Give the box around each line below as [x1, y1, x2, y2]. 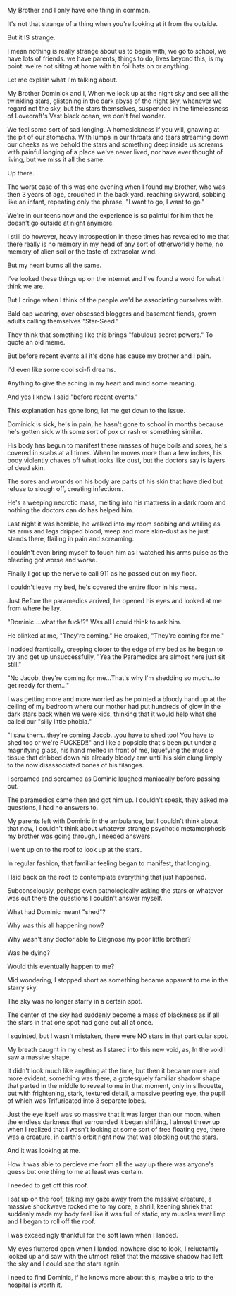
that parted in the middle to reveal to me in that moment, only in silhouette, [7, 1082, 223, 1090]
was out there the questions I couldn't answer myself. [7, 894, 163, 902]
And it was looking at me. [7, 1147, 81, 1154]
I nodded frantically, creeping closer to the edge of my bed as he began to [7, 645, 223, 653]
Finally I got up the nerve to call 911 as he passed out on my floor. [7, 569, 197, 577]
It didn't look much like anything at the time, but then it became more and [7, 1067, 220, 1075]
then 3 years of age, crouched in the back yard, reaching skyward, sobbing [7, 190, 226, 198]
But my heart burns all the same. [7, 261, 102, 269]
